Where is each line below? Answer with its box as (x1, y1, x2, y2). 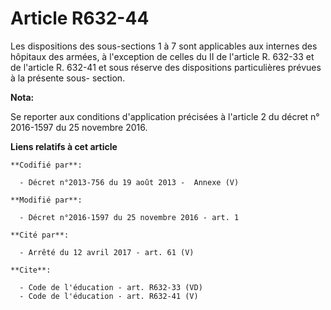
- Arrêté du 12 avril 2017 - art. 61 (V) (19, 247, 195, 257)
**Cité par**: (10, 230, 70, 240)
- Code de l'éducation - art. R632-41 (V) (19, 291, 199, 301)
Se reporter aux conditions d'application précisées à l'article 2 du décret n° (10, 110, 320, 122)
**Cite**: (10, 265, 52, 275)
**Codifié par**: (10, 160, 83, 170)
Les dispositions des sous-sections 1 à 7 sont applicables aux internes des (10, 40, 318, 52)
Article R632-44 (10, 7, 150, 30)
